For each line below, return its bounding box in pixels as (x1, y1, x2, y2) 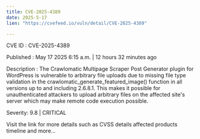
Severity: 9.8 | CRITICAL (6, 109, 66, 117)
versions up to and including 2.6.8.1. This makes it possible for (6, 85, 161, 92)
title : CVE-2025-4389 (6, 8, 61, 15)
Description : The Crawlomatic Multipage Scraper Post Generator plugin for (6, 65, 194, 73)
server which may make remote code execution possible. (6, 97, 149, 105)
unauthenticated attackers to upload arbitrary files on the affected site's (6, 91, 185, 99)
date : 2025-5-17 (6, 15, 47, 21)
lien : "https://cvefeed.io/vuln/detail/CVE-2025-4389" (6, 20, 147, 26)
